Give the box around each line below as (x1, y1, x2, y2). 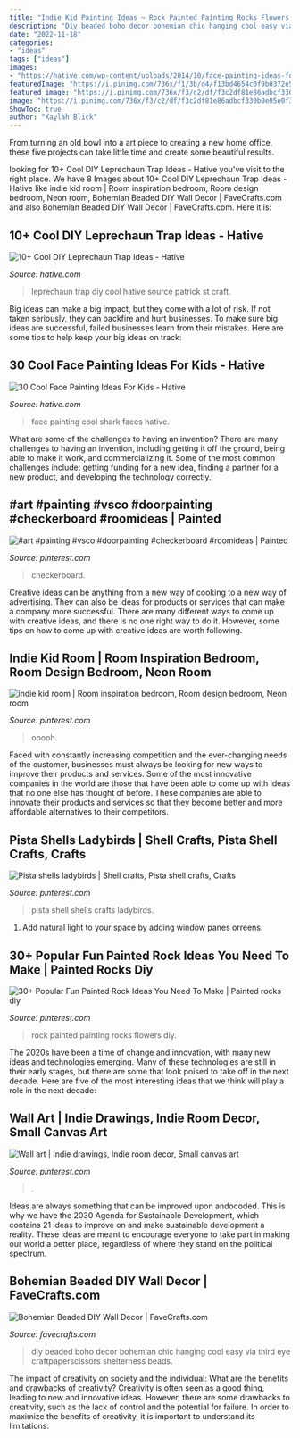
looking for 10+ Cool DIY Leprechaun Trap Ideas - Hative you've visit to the (9, 164, 285, 175)
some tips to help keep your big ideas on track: (9, 331, 182, 342)
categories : (9, 38, 54, 47)
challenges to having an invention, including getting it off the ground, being (9, 443, 286, 454)
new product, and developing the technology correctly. (9, 471, 212, 482)
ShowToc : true (9, 105, 62, 113)
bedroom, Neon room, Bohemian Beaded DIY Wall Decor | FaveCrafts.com (9, 193, 283, 204)
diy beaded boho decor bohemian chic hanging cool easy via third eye (30, 1346, 291, 1357)
